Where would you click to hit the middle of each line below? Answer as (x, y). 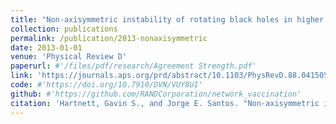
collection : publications (64, 29)
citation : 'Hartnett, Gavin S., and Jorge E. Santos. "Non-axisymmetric (165, 103)
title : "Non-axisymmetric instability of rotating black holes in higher (167, 19)
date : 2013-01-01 (46, 47)
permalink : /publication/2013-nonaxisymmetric (109, 38)
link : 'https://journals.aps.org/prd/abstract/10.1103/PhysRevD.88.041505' (171, 76)
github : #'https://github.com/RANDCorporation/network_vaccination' (156, 94)
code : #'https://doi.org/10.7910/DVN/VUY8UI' (106, 85)
